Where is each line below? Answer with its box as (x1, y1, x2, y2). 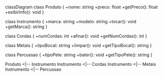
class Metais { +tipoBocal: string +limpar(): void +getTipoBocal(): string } (5, 43, 152, 48)
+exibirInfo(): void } (5, 9, 44, 15)
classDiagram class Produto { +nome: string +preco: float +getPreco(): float (5, 4, 158, 10)
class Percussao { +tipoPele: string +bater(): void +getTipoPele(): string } (5, 52, 153, 58)
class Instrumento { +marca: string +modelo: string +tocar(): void (5, 19, 137, 24)
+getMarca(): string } (5, 24, 47, 30)
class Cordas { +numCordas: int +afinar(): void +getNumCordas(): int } (5, 33, 147, 39)
